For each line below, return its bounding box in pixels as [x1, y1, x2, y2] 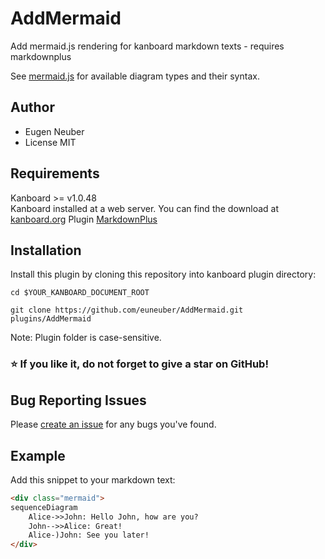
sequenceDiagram [10, 502, 78, 512]
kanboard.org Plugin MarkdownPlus [10, 213, 158, 225]
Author [10, 99, 55, 116]
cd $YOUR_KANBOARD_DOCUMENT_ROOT [10, 288, 150, 298]
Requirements [10, 165, 100, 182]
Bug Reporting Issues [10, 392, 147, 409]
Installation [10, 242, 82, 259]
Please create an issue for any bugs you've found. [10, 418, 217, 431]
